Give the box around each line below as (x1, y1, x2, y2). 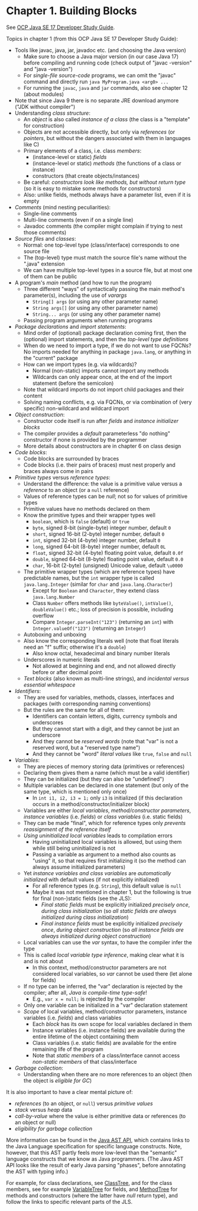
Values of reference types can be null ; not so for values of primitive (23, 493, 188, 500)
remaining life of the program (32, 1045, 103, 1053)
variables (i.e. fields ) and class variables (23, 1014, 122, 1021)
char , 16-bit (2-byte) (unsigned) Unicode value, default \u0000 (32, 562, 183, 569)
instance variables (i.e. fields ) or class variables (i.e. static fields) (23, 813, 183, 820)
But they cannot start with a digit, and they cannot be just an (32, 725, 180, 732)
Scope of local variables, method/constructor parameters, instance (23, 1008, 187, 1015)
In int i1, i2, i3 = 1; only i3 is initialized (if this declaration (32, 794, 183, 801)
